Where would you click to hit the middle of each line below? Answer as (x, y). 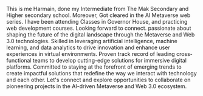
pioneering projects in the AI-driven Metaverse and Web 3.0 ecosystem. (97, 86)
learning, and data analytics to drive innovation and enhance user (88, 47)
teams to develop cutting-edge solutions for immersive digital (110, 60)
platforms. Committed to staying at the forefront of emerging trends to (94, 67)
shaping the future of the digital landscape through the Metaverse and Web (101, 35)
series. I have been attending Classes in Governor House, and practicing (97, 22)
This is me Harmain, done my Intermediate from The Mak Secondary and (98, 9)
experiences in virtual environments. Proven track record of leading (91, 54)
